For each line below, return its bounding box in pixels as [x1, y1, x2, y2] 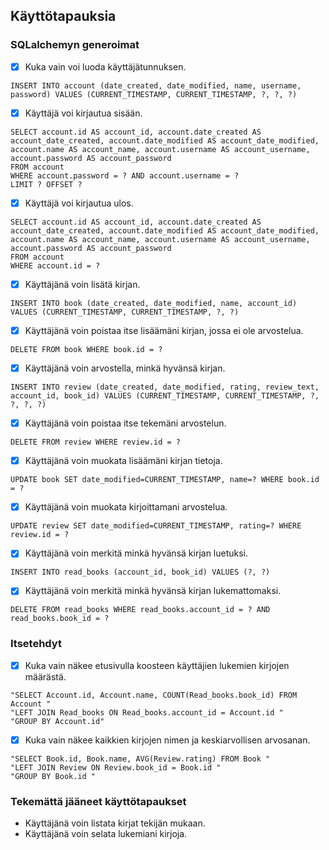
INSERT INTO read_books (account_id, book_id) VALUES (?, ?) [10, 567, 271, 578]
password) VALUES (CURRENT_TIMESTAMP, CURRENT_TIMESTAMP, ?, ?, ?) [10, 89, 298, 99]
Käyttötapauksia [10, 8, 117, 25]
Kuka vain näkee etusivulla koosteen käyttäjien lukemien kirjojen [24, 659, 290, 671]
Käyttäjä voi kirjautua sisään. [24, 107, 143, 119]
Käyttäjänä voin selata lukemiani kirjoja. [24, 828, 188, 840]
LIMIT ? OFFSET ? [10, 179, 83, 189]
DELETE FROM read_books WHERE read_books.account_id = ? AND [10, 605, 271, 615]
